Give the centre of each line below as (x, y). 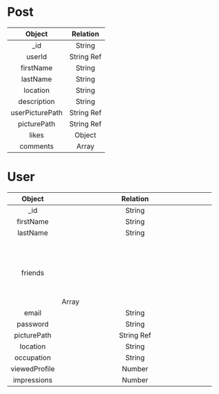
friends (33, 273)
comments (36, 146)
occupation (33, 357)
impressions (33, 380)
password (33, 324)
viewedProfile (33, 369)
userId (37, 56)
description (36, 101)
